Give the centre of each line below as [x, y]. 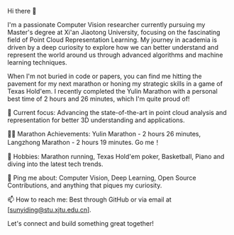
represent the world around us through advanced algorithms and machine [115, 55]
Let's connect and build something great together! [81, 223]
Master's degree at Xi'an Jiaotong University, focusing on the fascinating [114, 32]
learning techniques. [37, 62]
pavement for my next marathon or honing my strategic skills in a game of [115, 84]
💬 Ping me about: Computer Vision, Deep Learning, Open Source [102, 178]
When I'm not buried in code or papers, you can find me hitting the [105, 76]
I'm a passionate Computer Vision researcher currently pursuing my [106, 24]
